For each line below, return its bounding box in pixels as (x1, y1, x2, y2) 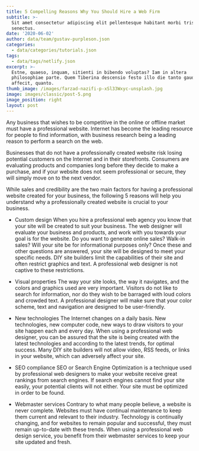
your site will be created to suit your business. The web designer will (14, 222, 182, 229)
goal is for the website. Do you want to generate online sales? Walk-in (14, 235, 185, 242)
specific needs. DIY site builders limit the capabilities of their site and (14, 254, 184, 261)
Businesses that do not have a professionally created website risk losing (6, 149, 182, 156)
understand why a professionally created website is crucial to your (6, 198, 169, 205)
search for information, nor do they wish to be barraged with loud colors (14, 290, 191, 298)
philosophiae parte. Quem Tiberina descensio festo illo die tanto (11, 75, 182, 81)
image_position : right (6, 97, 62, 103)
